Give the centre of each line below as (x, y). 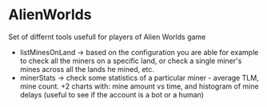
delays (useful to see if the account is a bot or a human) (112, 94)
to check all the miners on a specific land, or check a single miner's (131, 61)
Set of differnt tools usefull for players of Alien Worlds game (107, 37)
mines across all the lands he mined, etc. (87, 69)
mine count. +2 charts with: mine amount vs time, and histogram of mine (139, 86)
